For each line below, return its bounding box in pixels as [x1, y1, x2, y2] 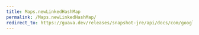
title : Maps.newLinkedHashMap [6, 8, 81, 15]
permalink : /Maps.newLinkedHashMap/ [6, 14, 97, 20]
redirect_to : [6, 20, 38, 26]
